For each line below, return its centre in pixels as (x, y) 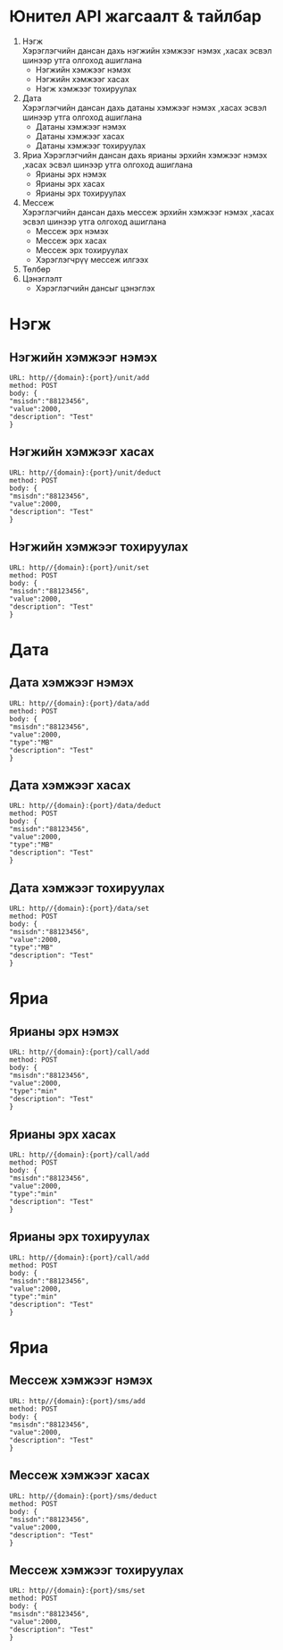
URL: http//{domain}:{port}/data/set (79, 909)
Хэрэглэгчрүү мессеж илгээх (92, 259)
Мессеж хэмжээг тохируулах (97, 1570)
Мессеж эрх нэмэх (72, 231)
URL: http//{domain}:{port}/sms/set (77, 1591)
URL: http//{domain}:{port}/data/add (79, 703)
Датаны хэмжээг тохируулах (91, 146)
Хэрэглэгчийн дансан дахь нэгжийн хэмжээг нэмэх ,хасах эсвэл (147, 50)
